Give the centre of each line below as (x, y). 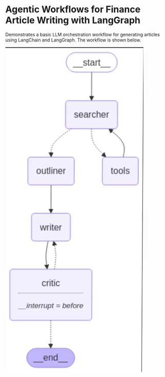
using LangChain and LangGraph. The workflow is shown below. (73, 40)
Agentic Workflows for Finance (73, 9)
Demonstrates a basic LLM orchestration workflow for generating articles (82, 34)
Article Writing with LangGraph (73, 20)
